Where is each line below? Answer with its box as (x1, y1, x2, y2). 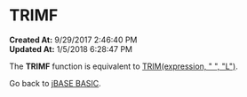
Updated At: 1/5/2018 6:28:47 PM (9, 43, 133, 54)
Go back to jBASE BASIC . (9, 78, 102, 88)
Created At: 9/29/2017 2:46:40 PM (9, 34, 138, 45)
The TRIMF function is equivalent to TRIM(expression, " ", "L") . (9, 61, 238, 71)
